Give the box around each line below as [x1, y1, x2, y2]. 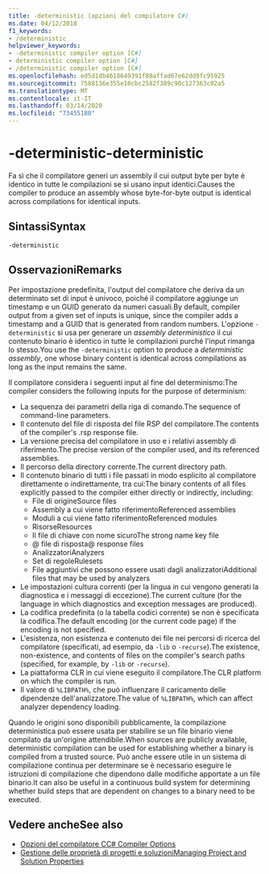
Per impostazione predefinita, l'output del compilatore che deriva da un [8, 284, 245, 295]
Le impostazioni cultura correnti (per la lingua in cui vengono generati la [19, 582, 259, 592]
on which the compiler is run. [19, 675, 117, 686]
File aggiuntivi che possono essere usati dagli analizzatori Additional [31, 564, 258, 574]
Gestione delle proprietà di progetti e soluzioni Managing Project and [19, 848, 247, 858]
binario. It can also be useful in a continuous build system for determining [8, 777, 250, 787]
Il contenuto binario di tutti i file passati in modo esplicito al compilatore [19, 470, 256, 480]
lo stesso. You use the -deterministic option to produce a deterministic [8, 345, 244, 354]
